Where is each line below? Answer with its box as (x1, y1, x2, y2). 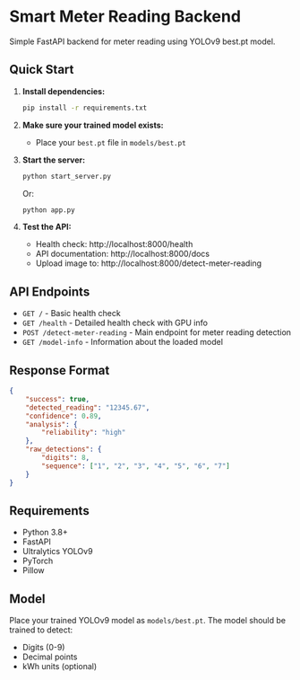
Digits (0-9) (21, 642, 65, 653)
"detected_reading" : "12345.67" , (25, 402, 150, 412)
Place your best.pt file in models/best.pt (35, 137, 186, 147)
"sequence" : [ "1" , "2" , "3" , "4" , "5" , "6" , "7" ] (41, 461, 231, 471)
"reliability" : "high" (41, 428, 126, 437)
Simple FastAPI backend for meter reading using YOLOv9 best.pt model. (9, 36, 276, 47)
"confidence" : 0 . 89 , (25, 411, 102, 420)
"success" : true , (25, 394, 90, 403)
